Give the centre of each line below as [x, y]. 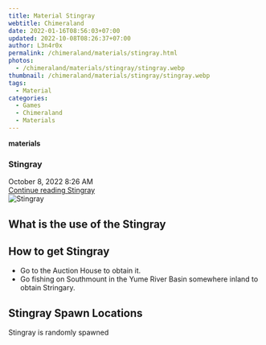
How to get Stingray [59, 251]
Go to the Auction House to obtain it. [80, 271]
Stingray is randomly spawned [59, 333]
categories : [28, 98]
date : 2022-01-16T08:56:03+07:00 [64, 31]
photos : [21, 61]
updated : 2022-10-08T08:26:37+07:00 [70, 38]
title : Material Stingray [51, 16]
